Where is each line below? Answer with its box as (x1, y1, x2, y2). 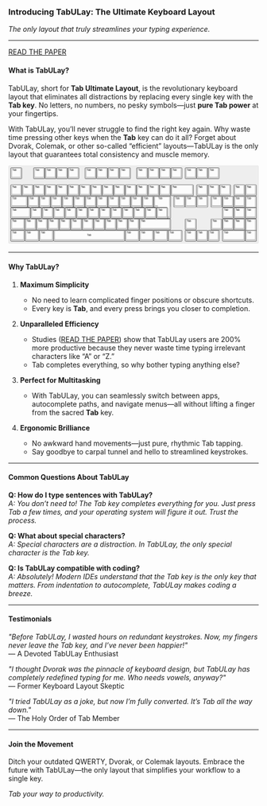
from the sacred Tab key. (31, 407, 114, 417)
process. (8, 516, 37, 525)
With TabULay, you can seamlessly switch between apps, (31, 391, 220, 400)
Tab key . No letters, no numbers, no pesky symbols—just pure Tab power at (8, 100, 259, 110)
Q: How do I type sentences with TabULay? (8, 490, 153, 500)
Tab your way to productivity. (8, 789, 105, 799)
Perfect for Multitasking (19, 375, 101, 384)
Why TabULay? (8, 262, 60, 272)
